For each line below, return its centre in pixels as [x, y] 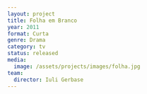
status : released [33, 54]
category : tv [27, 47]
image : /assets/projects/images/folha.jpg [77, 66]
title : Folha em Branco [42, 20]
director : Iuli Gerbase [48, 80]
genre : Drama [27, 40]
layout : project [31, 14]
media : [17, 60]
